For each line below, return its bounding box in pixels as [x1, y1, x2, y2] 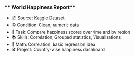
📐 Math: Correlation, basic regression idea [11, 41, 95, 47]
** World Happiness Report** [4, 4, 76, 11]
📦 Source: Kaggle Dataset [11, 15, 65, 21]
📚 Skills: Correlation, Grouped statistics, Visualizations [11, 34, 121, 40]
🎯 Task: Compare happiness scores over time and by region [11, 29, 131, 35]
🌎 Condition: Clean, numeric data [11, 22, 79, 28]
